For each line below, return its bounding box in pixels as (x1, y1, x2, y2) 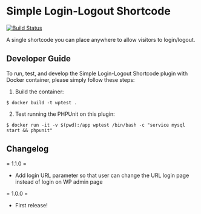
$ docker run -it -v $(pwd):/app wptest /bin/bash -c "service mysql (6, 122, 186, 128)
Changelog (6, 144, 49, 154)
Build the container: (15, 88, 64, 95)
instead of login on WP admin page (15, 178, 103, 186)
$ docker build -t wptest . (6, 99, 77, 105)
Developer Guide (6, 53, 71, 64)
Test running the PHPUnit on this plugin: (15, 110, 115, 118)
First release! (15, 201, 48, 209)
